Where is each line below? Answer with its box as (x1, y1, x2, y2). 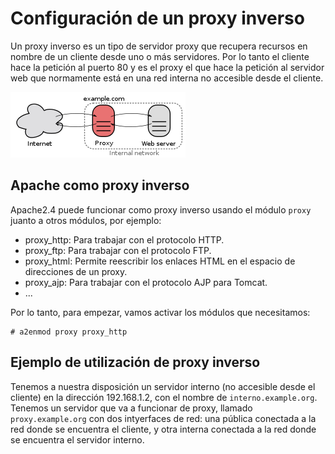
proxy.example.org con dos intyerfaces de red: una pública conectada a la (10, 412, 317, 424)
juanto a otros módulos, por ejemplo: (10, 214, 162, 226)
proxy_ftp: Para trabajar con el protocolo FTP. (24, 244, 212, 256)
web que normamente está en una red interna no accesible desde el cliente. (10, 72, 324, 84)
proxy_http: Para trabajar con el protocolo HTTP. (24, 233, 225, 246)
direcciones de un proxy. (24, 265, 128, 277)
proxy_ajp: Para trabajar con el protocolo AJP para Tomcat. (24, 276, 268, 288)
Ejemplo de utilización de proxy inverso (10, 354, 261, 371)
